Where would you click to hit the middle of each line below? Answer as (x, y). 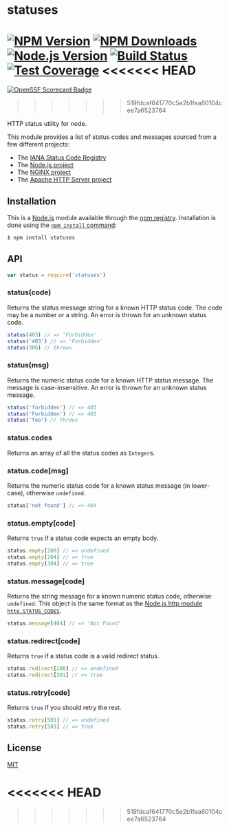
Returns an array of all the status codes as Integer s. (81, 453)
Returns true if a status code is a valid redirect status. (83, 656)
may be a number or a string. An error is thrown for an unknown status (107, 314)
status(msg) (28, 365)
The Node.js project (45, 165)
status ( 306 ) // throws (40, 347)
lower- (201, 485)
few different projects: (39, 144)
